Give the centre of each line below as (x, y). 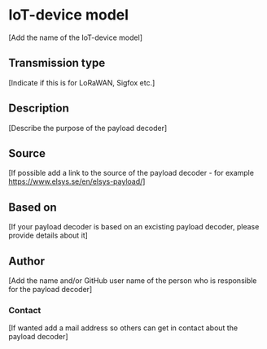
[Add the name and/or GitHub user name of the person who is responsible (133, 281)
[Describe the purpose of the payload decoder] (88, 128)
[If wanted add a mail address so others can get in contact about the (123, 328)
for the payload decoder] (50, 289)
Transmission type (57, 63)
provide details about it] (48, 236)
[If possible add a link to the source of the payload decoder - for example (131, 173)
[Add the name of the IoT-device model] (75, 37)
